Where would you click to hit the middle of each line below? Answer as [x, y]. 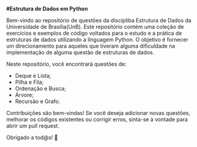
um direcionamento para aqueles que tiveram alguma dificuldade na [91, 46]
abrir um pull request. [33, 126]
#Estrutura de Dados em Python [47, 9]
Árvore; [24, 95]
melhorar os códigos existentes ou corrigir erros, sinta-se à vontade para [97, 119]
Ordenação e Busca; [40, 89]
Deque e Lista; [33, 76]
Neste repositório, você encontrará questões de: [67, 64]
